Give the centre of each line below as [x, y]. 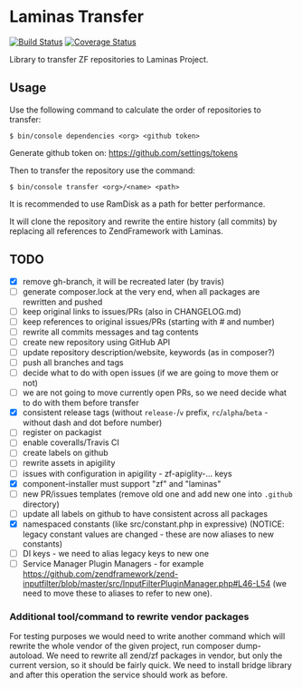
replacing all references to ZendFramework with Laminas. [116, 231]
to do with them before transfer [80, 403]
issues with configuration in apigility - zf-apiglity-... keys [127, 473]
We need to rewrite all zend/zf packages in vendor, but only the [165, 655]
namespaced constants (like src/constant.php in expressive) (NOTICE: [153, 524]
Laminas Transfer [77, 17]
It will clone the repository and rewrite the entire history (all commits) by [143, 221]
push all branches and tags [73, 363]
